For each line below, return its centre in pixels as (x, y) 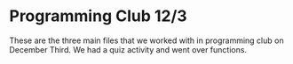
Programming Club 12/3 (99, 16)
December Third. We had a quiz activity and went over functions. (128, 49)
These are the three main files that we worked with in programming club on (146, 40)
